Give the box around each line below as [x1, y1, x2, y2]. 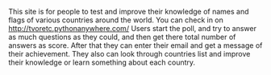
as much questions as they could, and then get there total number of [8, 32, 236, 41]
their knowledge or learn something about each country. [8, 57, 196, 67]
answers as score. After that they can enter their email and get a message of [8, 41, 263, 50]
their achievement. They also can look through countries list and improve [8, 49, 251, 58]
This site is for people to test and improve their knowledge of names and [8, 7, 249, 16]
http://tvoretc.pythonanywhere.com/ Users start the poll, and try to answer [8, 24, 256, 33]
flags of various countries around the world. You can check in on [8, 15, 224, 25]
